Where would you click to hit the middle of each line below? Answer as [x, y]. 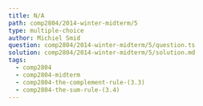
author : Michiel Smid [45, 38]
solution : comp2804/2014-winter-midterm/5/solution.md [102, 53]
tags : [17, 61]
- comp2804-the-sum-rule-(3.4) [68, 90]
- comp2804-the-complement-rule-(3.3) [81, 82]
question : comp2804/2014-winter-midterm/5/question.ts [102, 45]
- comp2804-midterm [48, 75]
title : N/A [26, 16]
